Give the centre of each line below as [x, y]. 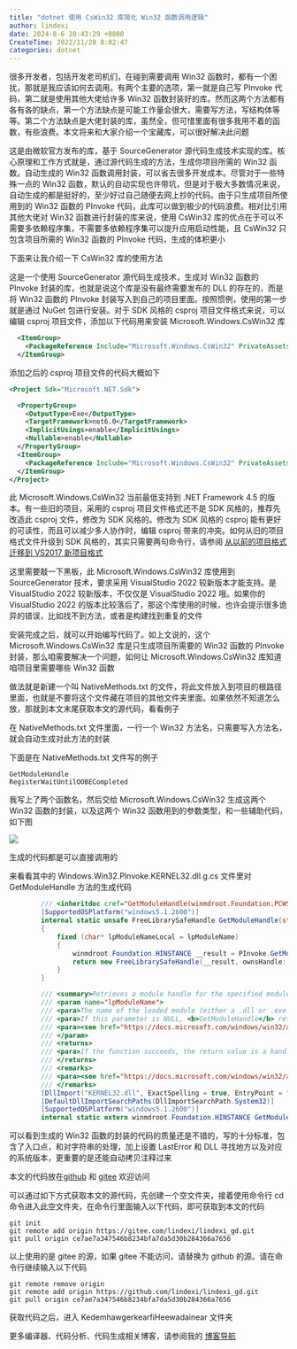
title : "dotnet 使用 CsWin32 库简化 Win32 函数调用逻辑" [109, 17]
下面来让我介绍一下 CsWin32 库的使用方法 [86, 259]
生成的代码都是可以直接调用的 [63, 857]
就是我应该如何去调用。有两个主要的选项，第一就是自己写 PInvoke [152, 88]
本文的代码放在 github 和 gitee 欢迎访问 [80, 1177]
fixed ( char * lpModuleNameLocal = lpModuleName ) [148, 937]
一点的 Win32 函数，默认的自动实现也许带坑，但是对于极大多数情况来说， [151, 184]
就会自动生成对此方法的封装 [60, 739]
